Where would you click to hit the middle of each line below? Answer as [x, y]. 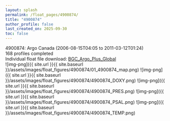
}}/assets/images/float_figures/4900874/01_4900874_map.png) [72, 70]
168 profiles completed [29, 53]
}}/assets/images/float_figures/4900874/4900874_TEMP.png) [70, 113]
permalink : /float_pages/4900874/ [42, 15]
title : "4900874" [24, 19]
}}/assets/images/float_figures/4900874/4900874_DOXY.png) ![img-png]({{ [85, 80]
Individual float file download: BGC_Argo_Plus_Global [61, 59]
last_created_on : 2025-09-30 [36, 29]
